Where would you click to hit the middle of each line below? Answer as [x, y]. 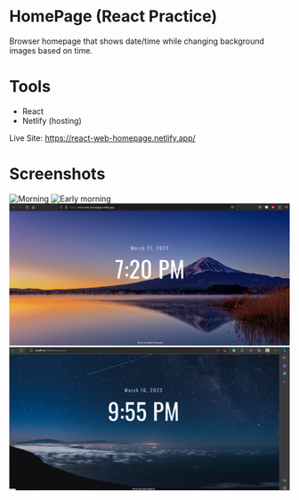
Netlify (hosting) [52, 120]
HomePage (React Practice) [113, 16]
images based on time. [51, 50]
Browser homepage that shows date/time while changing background [137, 41]
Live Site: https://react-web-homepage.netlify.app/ [102, 138]
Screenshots [57, 174]
